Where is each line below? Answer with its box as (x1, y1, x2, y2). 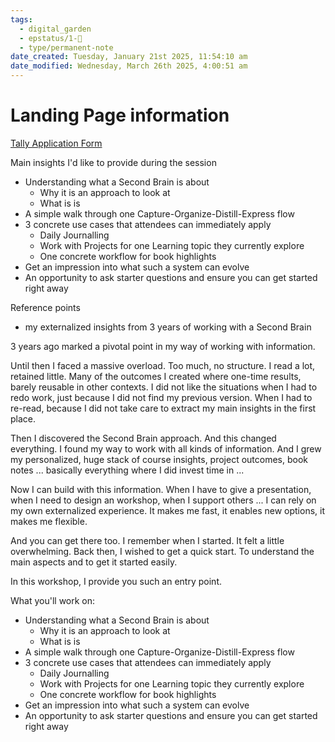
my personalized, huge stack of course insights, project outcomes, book (10, 453, 309, 465)
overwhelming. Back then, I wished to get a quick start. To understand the (10, 545, 315, 557)
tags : (10, 14, 33, 25)
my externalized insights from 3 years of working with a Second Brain (24, 321, 312, 333)
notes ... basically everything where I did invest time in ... (10, 464, 245, 476)
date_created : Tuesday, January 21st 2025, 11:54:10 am (10, 52, 248, 62)
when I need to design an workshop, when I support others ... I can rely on (10, 494, 317, 506)
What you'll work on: (10, 594, 96, 606)
